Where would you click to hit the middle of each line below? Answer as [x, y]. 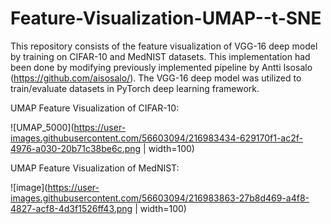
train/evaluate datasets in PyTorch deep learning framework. [135, 88]
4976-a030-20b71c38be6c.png [76, 148]
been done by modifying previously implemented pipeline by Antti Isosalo [161, 67]
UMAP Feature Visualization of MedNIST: [95, 168]
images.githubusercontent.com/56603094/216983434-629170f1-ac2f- [156, 138]
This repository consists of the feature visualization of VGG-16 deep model [164, 46]
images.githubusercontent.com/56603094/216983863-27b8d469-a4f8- [160, 198]
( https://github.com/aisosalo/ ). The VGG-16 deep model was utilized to [156, 78]
